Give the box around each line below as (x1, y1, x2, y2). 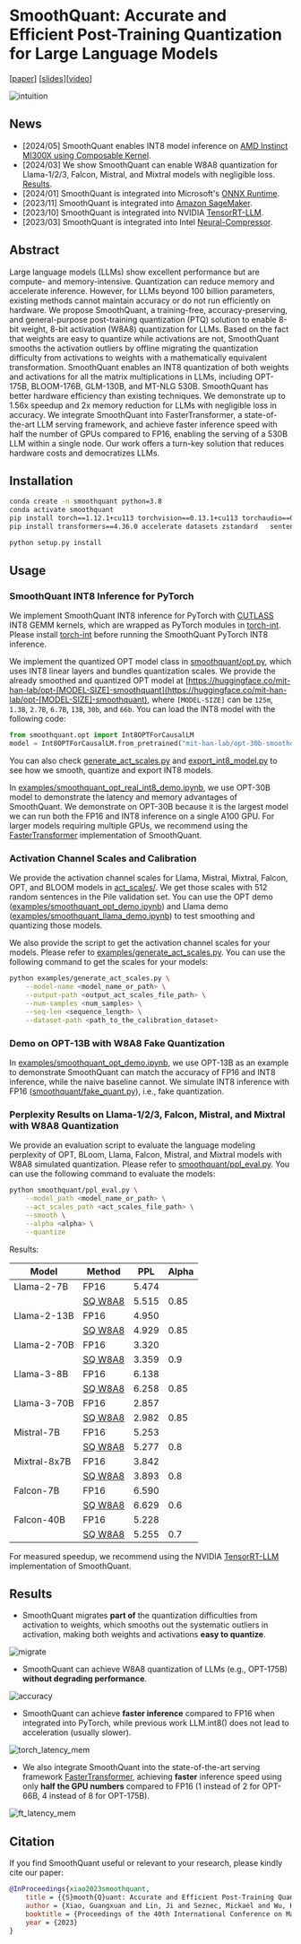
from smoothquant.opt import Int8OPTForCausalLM (9, 731, 194, 740)
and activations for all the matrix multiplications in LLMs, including (9, 371, 254, 382)
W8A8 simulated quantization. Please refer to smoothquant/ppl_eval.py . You (9, 1159, 290, 1170)
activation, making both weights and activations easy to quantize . (21, 1629, 266, 1640)
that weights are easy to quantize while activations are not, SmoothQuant (9, 333, 279, 343)
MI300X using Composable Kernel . (21, 150, 151, 161)
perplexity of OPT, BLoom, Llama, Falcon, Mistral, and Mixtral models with (9, 1150, 282, 1160)
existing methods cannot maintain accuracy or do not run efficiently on (9, 295, 271, 306)
